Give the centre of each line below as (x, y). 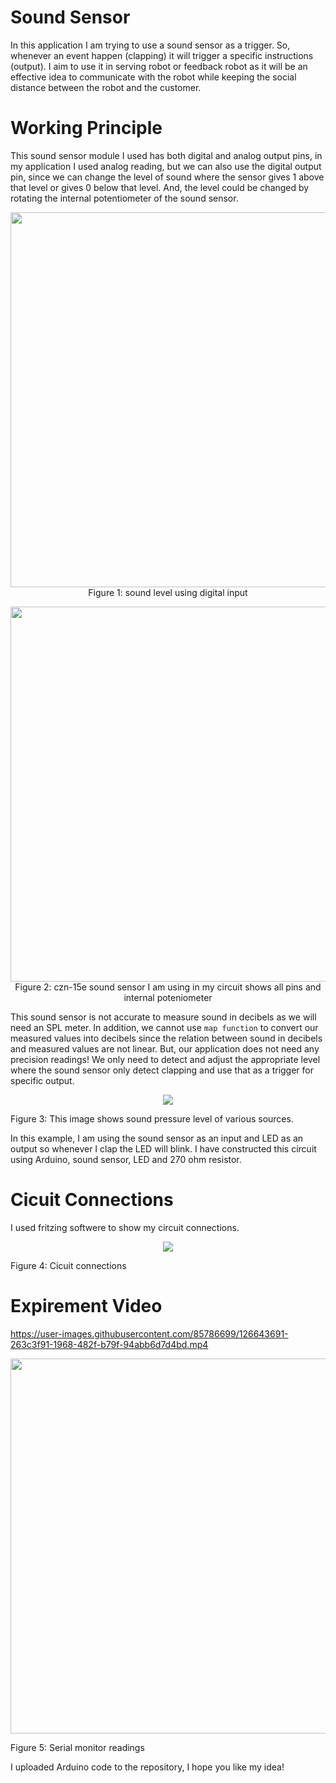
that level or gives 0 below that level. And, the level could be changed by (160, 187)
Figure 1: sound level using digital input (168, 592)
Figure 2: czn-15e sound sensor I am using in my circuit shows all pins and (168, 987)
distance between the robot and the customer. (106, 87)
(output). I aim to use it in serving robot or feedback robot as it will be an (159, 66)
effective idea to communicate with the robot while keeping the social (153, 77)
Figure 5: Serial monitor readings (77, 1747)
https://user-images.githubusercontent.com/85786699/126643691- (149, 1333)
